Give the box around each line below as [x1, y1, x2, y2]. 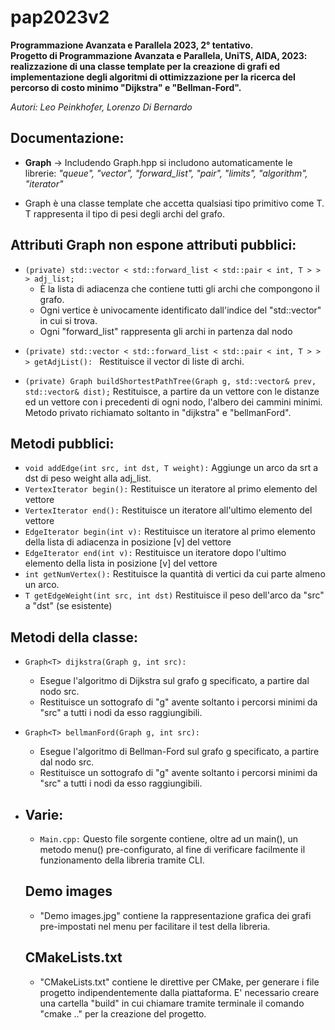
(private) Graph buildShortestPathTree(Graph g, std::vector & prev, [24, 376, 317, 386]
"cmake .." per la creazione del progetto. [39, 1007, 207, 1020]
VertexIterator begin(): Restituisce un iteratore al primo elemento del [24, 483, 318, 495]
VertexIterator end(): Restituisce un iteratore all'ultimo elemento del [24, 504, 313, 516]
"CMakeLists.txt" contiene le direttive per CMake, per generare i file [39, 976, 320, 988]
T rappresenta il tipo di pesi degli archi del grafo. [24, 207, 225, 220]
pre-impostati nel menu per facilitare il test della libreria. [39, 920, 271, 932]
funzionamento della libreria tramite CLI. [39, 854, 205, 866]
